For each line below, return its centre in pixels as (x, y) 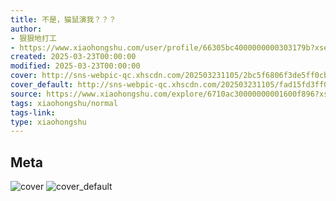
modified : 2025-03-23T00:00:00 (75, 66)
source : (26, 94)
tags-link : (33, 112)
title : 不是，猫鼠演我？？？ (63, 19)
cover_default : (42, 85)
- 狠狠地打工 (33, 38)
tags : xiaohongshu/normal (64, 103)
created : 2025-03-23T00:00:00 (73, 57)
